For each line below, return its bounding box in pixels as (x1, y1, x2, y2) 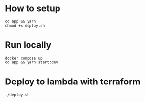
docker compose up (5, 56, 43, 61)
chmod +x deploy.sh (5, 23, 45, 28)
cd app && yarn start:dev (5, 60, 58, 65)
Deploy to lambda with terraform (5, 76, 141, 87)
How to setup (5, 3, 60, 14)
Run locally (5, 40, 52, 51)
